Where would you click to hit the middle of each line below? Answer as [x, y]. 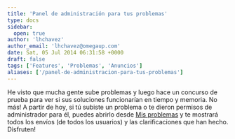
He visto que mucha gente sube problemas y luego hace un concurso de [112, 92]
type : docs [23, 20]
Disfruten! [22, 129]
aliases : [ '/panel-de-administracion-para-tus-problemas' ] [95, 72]
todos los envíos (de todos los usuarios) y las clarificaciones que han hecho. [118, 122]
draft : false [26, 59]
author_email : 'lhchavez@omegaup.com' [64, 46]
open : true [29, 33]
